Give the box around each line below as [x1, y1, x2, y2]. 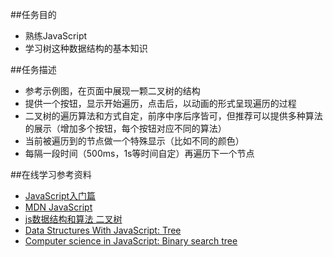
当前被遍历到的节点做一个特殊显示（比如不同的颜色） [24, 135, 245, 147]
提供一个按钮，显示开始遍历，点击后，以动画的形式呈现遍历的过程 [24, 98, 297, 109]
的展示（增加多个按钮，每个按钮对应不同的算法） [24, 123, 227, 134]
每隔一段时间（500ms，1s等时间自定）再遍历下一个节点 [24, 148, 255, 159]
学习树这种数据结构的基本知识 [24, 43, 148, 54]
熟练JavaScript [24, 30, 88, 42]
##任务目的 [10, 9, 57, 20]
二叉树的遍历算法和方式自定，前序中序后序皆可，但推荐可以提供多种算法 [24, 110, 323, 122]
